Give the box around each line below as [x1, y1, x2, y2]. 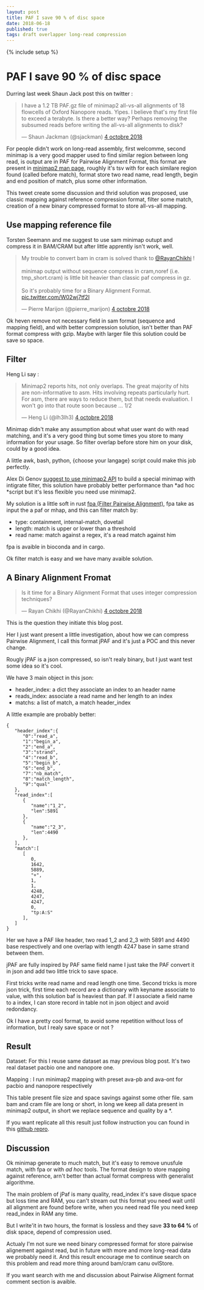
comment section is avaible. [6, 1278, 77, 1286]
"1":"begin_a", [22, 738, 62, 745]
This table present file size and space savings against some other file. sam [6, 1094, 194, 1101]
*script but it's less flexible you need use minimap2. [6, 488, 136, 495]
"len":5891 [30, 807, 59, 814]
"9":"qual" [22, 781, 51, 787]
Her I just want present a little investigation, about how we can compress [6, 630, 189, 638]
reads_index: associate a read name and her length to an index [15, 692, 173, 699]
